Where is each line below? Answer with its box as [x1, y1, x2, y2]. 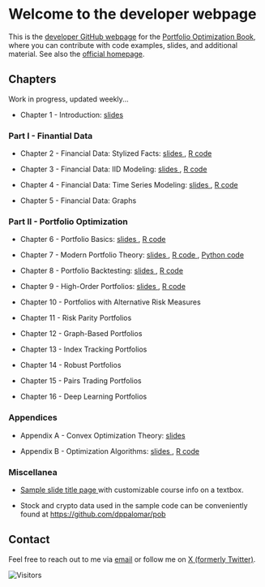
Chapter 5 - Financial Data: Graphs [19, 196, 137, 205]
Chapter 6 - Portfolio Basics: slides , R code [19, 235, 166, 244]
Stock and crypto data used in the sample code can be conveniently [19, 500, 249, 510]
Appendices [8, 412, 58, 423]
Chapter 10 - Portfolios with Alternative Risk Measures [19, 297, 201, 307]
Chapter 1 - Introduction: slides [19, 110, 124, 119]
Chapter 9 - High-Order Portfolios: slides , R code [19, 282, 186, 291]
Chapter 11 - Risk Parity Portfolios [19, 313, 132, 323]
